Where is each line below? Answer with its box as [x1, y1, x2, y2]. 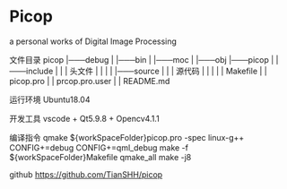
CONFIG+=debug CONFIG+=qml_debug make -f [9, 142, 188, 153]
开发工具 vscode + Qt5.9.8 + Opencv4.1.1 [9, 113, 160, 124]
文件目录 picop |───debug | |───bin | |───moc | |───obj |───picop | [9, 54, 274, 64]
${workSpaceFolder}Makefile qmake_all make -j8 [9, 151, 192, 162]
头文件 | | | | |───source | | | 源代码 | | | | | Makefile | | [69, 65, 267, 76]
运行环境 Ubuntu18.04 [9, 94, 91, 105]
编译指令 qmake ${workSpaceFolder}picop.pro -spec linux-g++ [9, 132, 245, 142]
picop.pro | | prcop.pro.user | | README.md [9, 75, 170, 86]
